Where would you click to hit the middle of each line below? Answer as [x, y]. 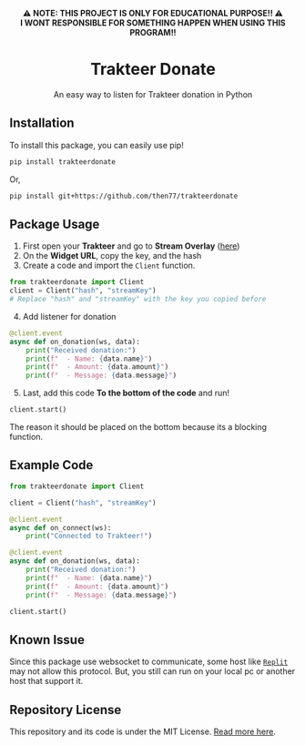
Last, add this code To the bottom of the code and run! [126, 393]
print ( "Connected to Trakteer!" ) [89, 537]
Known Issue [47, 640]
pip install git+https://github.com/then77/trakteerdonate [124, 196]
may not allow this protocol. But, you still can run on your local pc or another [152, 671]
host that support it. [46, 681]
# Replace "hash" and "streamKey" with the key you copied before [138, 300]
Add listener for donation [69, 316]
